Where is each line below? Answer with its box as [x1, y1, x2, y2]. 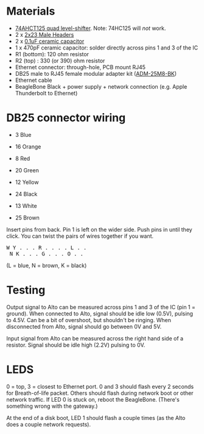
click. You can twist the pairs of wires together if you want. [6, 232, 154, 240]
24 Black [15, 190, 38, 197]
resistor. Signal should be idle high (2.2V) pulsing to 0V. [6, 341, 146, 348]
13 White [15, 202, 38, 209]
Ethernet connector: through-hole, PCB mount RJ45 [15, 63, 146, 71]
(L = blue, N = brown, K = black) [6, 262, 87, 269]
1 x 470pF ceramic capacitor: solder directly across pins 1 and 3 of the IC [15, 44, 199, 51]
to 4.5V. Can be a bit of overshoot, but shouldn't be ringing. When [6, 316, 172, 323]
